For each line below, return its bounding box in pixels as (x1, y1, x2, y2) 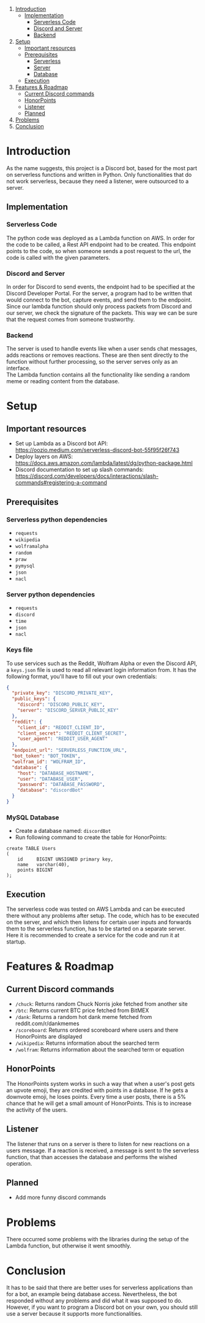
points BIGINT (17, 867, 53, 873)
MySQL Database (6, 813, 59, 822)
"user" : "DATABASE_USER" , (17, 776, 84, 782)
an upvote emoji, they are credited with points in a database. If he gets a (6, 1087, 188, 1094)
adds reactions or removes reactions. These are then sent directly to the (6, 351, 188, 359)
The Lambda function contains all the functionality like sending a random (6, 371, 190, 378)
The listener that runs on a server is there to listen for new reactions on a (6, 1140, 190, 1147)
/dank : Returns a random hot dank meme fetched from (15, 1013, 152, 1020)
